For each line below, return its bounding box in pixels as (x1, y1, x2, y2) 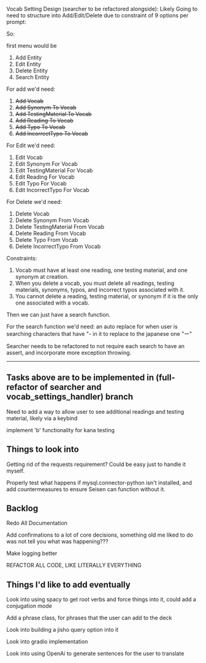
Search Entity (15, 74, 50, 80)
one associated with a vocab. (15, 299, 90, 306)
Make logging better (6, 549, 58, 557)
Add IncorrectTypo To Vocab (15, 130, 88, 137)
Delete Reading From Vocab (15, 230, 86, 237)
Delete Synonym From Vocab (15, 217, 90, 223)
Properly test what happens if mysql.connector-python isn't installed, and (6, 479, 192, 486)
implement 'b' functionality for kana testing (6, 426, 115, 433)
